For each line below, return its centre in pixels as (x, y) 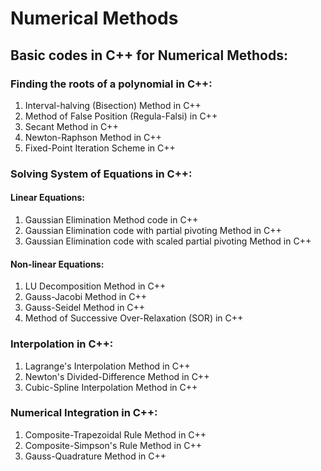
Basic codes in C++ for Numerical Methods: (149, 55)
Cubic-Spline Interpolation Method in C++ (111, 387)
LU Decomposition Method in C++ (95, 286)
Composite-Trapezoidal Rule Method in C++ (115, 434)
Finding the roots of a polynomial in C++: (111, 84)
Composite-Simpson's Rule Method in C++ (113, 445)
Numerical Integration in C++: (84, 413)
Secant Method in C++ (71, 126)
